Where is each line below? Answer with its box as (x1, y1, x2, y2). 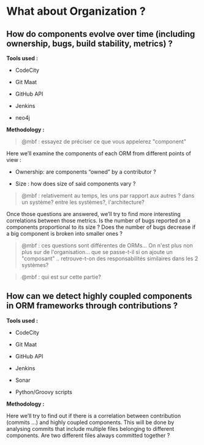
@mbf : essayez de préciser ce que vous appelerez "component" (21, 138, 187, 145)
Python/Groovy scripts (15, 388, 72, 395)
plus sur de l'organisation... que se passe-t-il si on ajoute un (21, 249, 173, 255)
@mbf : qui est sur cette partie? (21, 273, 102, 281)
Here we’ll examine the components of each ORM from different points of (6, 150, 192, 157)
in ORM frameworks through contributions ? (6, 301, 178, 311)
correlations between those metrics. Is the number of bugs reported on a (6, 217, 191, 224)
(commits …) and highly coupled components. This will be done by (6, 419, 175, 426)
